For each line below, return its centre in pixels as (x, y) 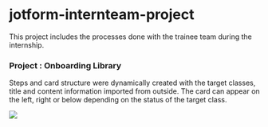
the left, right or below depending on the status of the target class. (118, 100)
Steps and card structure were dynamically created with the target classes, (132, 83)
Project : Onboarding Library (65, 65)
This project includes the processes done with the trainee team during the (130, 37)
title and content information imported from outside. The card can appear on (134, 91)
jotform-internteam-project (102, 15)
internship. (27, 44)
